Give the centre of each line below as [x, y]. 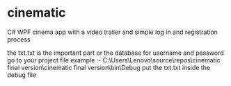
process [19, 39]
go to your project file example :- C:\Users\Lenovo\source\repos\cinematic [114, 60]
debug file [22, 75]
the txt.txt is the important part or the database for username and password [115, 53]
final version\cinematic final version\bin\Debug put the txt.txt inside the [109, 67]
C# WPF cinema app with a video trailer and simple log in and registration [112, 32]
